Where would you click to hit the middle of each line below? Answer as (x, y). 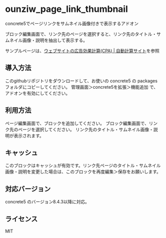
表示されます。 (29, 135)
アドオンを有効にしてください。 (38, 93)
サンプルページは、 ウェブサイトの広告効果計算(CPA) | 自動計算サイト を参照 (82, 51)
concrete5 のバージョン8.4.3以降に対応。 (47, 202)
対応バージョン (28, 189)
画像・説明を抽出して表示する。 (55, 40)
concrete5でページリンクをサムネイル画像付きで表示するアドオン (72, 23)
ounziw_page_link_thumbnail (66, 9)
